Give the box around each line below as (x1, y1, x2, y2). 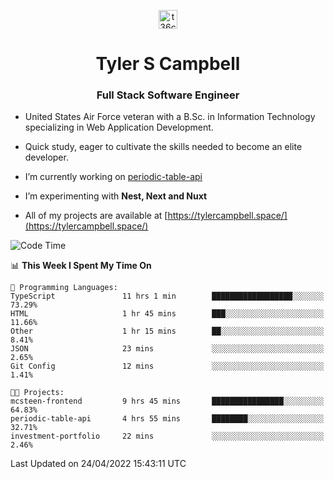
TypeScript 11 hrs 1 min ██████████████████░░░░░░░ (10, 291, 325, 302)
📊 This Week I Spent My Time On (10, 260, 152, 272)
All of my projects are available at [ (24, 210, 168, 222)
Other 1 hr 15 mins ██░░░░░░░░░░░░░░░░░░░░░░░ (10, 326, 325, 337)
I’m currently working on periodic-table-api (24, 171, 203, 183)
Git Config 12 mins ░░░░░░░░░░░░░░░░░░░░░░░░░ (10, 361, 325, 372)
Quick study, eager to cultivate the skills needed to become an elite (24, 141, 303, 153)
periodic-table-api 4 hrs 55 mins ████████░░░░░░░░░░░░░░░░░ (10, 414, 325, 424)
